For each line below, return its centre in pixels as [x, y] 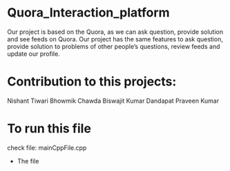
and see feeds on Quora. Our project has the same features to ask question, [115, 39]
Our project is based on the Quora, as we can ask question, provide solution [115, 32]
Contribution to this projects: [92, 82]
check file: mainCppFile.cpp [47, 148]
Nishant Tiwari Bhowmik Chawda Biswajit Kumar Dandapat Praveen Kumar [113, 101]
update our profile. [33, 54]
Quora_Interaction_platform [89, 13]
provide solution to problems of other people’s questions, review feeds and [114, 46]
